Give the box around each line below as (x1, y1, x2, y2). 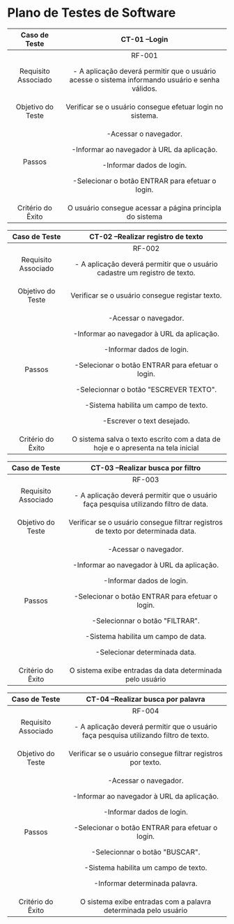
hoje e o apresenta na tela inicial (93, 442, 199, 452)
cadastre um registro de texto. (97, 268, 196, 277)
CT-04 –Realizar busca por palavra (86, 694, 205, 704)
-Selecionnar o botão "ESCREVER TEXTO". (75, 385, 217, 394)
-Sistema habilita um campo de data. (85, 631, 207, 641)
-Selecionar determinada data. (95, 647, 196, 656)
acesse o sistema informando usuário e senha (69, 75, 220, 84)
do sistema (126, 211, 162, 221)
